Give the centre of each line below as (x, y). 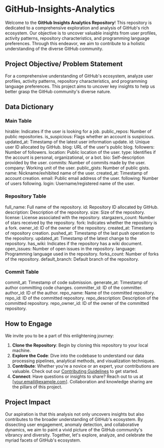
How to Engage (29, 324)
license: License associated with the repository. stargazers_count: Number (80, 217)
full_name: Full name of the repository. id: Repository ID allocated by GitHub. (82, 207)
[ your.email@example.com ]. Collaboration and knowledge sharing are (82, 381)
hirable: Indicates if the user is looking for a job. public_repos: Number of (78, 131)
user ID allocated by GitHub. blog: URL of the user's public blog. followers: (80, 147)
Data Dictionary (29, 107)
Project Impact (28, 402)
